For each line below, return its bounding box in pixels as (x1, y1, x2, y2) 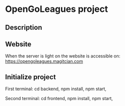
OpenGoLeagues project (5, 3, 108, 15)
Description (5, 23, 42, 32)
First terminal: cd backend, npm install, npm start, (5, 86, 107, 92)
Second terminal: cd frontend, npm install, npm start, (5, 96, 113, 102)
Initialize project (5, 73, 56, 81)
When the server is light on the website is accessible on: (5, 53, 121, 59)
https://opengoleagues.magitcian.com (5, 58, 83, 64)
